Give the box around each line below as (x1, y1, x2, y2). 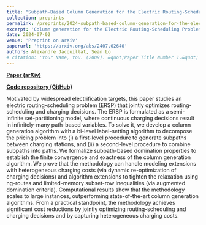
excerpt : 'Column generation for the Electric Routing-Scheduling (6, 26, 180, 32)
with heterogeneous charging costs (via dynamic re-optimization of (6, 166, 177, 174)
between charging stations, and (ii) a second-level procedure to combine (6, 140, 191, 147)
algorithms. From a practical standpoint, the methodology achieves (6, 199, 176, 206)
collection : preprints (6, 15, 64, 21)
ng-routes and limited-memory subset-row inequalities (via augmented (6, 179, 186, 186)
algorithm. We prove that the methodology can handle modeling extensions (6, 160, 196, 167)
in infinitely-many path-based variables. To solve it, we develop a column (6, 120, 191, 128)
